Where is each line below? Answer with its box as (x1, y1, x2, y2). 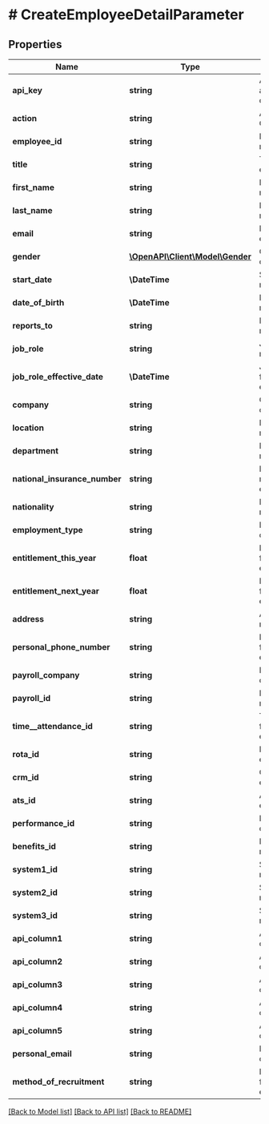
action (12, 113, 38, 123)
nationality (12, 502, 54, 512)
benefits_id (12, 841, 56, 852)
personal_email (12, 1048, 72, 1059)
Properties (8, 38, 62, 51)
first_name (12, 182, 54, 193)
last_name (12, 205, 53, 216)
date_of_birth (12, 297, 65, 308)
